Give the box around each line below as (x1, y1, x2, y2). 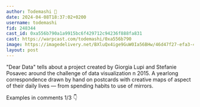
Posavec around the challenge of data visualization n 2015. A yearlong (6, 69, 179, 77)
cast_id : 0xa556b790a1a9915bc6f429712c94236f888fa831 (6, 31, 143, 37)
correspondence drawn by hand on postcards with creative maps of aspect (6, 76, 192, 83)
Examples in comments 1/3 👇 (6, 94, 77, 101)
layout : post (6, 47, 39, 53)
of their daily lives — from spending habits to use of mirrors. (6, 82, 154, 89)
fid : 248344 (6, 25, 36, 31)
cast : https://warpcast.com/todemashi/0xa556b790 (6, 36, 132, 42)
